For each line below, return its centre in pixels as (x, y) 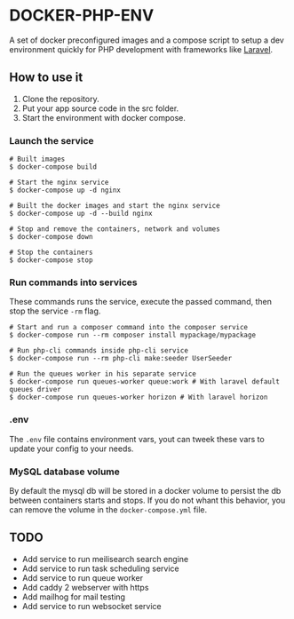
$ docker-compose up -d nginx (65, 190)
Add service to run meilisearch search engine (105, 559)
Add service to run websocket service (91, 606)
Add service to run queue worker (83, 577)
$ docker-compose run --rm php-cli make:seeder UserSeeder (121, 359)
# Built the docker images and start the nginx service (115, 206)
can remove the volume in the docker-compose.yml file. (108, 509)
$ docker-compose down (51, 237)
